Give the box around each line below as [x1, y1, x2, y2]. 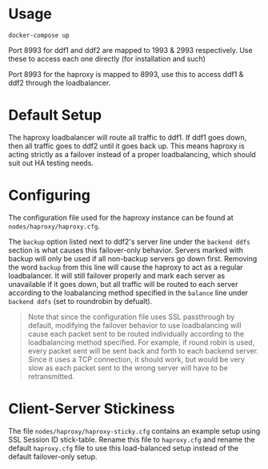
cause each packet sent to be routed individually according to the [27, 329, 245, 338]
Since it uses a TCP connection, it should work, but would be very [27, 354, 246, 364]
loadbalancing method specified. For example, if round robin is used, [27, 338, 255, 347]
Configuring [8, 186, 90, 204]
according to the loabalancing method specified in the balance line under [8, 288, 249, 297]
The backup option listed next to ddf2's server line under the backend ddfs [8, 237, 250, 246]
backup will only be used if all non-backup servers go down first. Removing [8, 253, 258, 263]
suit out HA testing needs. [8, 158, 94, 168]
